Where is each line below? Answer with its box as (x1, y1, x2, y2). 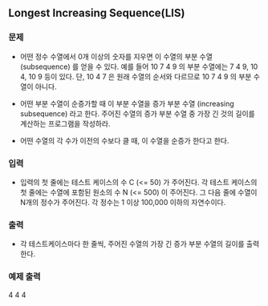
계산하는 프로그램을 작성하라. (19, 119, 111, 128)
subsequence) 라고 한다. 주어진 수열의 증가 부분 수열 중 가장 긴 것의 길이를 (19, 108, 255, 119)
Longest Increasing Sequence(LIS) (8, 6, 185, 20)
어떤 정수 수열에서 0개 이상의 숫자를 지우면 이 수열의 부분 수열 (19, 51, 213, 61)
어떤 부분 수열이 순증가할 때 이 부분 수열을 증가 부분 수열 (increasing (19, 99, 234, 108)
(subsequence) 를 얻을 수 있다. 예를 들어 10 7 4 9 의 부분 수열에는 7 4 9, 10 (19, 62, 258, 71)
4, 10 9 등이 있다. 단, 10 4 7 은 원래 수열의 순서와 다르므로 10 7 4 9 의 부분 (19, 71, 252, 81)
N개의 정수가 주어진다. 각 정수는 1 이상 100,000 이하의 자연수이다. (19, 197, 226, 207)
